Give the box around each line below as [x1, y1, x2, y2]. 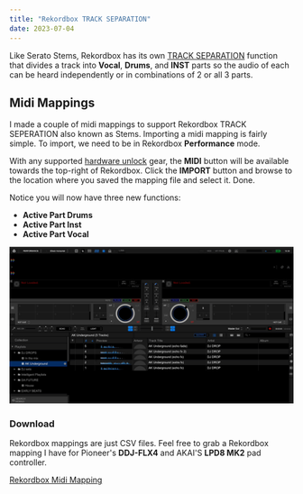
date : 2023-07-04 [9, 23, 75, 33]
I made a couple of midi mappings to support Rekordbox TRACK [9, 119, 247, 130]
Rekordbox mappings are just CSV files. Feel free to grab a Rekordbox [9, 438, 269, 449]
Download [9, 417, 56, 430]
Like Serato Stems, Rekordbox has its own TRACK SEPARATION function [9, 50, 278, 60]
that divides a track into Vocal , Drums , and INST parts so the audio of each [9, 59, 290, 70]
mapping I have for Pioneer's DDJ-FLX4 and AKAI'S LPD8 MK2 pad [9, 447, 262, 459]
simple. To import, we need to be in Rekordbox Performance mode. [9, 138, 261, 149]
